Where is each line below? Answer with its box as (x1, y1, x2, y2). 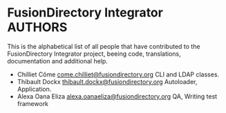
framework (17, 99, 49, 107)
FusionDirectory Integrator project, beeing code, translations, (7, 50, 181, 58)
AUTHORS (7, 19, 68, 35)
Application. (17, 85, 52, 93)
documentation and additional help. (7, 56, 109, 65)
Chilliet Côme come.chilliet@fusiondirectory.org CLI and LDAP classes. (17, 70, 220, 79)
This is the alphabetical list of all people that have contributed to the (7, 42, 200, 50)
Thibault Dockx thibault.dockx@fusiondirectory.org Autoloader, (17, 77, 198, 85)
